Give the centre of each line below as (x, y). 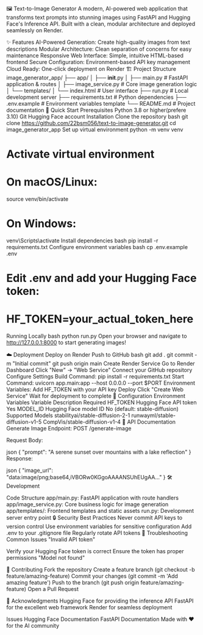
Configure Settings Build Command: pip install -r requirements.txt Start (95, 377)
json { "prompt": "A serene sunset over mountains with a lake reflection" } (99, 452)
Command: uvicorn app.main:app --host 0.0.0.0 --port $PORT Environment (101, 383)
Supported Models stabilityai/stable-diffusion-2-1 (68, 415)
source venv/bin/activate (37, 199)
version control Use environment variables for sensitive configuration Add (99, 526)
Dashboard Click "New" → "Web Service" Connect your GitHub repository (99, 370)
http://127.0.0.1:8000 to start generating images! (66, 343)
